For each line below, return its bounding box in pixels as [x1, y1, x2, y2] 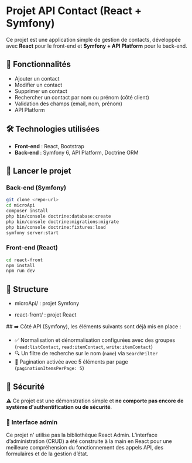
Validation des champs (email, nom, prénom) [14, 100, 123, 107]
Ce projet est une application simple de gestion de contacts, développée [6, 36, 181, 43]
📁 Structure [6, 284, 49, 294]
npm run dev [6, 268, 35, 274]
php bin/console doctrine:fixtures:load [6, 224, 107, 230]
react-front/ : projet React [14, 311, 77, 318]
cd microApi [6, 202, 35, 208]
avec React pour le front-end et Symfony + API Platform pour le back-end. [6, 42, 187, 49]
